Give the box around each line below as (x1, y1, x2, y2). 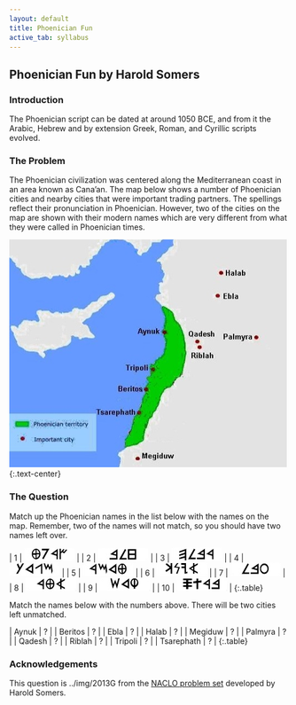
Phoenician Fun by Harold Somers (9, 67, 200, 82)
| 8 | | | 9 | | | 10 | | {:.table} (9, 582, 264, 593)
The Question (9, 490, 69, 503)
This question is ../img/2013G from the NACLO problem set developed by (9, 678, 276, 688)
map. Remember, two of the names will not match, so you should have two (9, 520, 281, 531)
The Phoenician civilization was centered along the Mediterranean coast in (9, 175, 282, 185)
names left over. (9, 529, 68, 540)
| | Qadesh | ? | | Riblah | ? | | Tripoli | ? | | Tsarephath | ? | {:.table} (9, 635, 248, 646)
